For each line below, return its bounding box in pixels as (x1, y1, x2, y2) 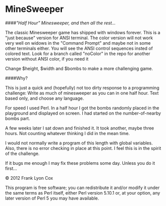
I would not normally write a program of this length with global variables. (5, 140, 153, 146)
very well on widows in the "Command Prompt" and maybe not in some (5, 40, 151, 46)
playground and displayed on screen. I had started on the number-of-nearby (5, 110, 161, 116)
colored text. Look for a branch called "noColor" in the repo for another (5, 51, 150, 57)
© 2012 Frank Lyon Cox (5, 175, 54, 181)
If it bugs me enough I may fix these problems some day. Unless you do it (5, 160, 155, 166)
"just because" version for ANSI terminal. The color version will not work (5, 35, 153, 41)
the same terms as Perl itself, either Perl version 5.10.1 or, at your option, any (5, 190, 160, 196)
